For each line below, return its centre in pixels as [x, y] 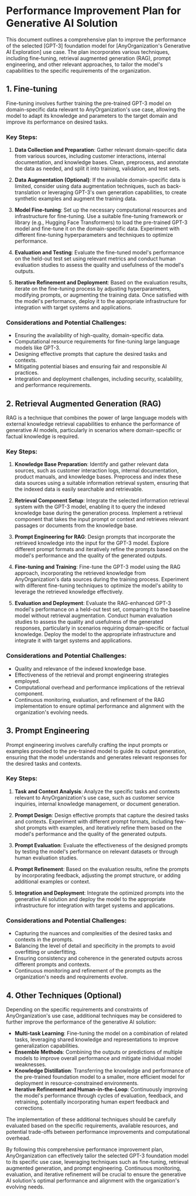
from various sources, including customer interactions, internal [90, 156]
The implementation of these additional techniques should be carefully [91, 1119]
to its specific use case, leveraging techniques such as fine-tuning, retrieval [97, 1161]
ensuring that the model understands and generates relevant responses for [97, 757]
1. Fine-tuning [32, 89]
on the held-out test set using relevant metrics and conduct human [95, 259]
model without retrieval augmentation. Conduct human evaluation [93, 616]
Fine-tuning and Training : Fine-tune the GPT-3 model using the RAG [97, 567]
